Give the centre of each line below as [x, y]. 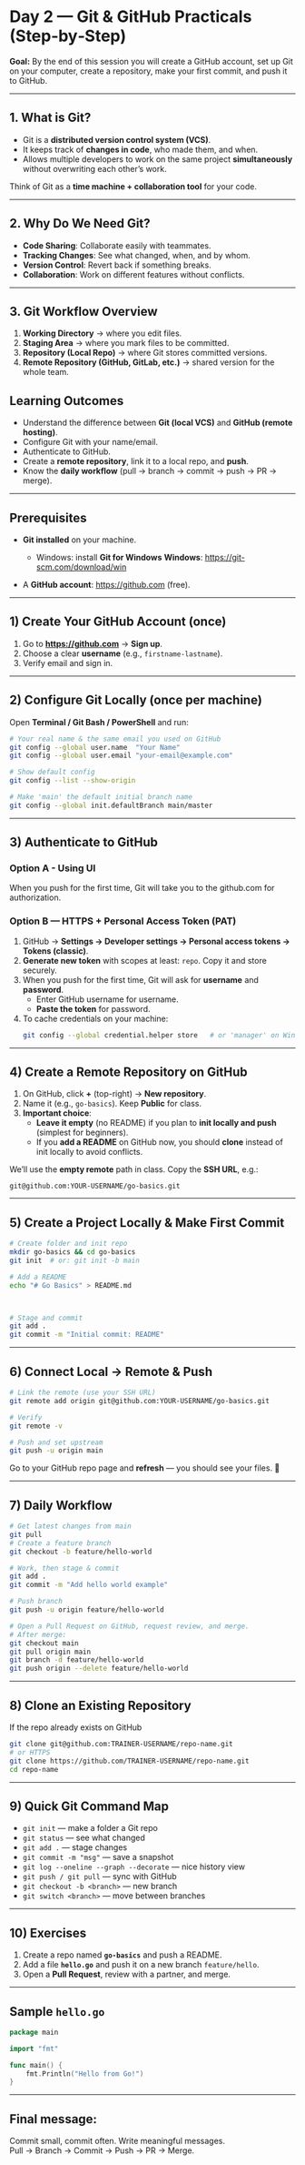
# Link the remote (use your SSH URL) [83, 1393]
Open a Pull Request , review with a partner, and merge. [127, 1974]
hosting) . [40, 432]
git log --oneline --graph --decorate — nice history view [133, 1867]
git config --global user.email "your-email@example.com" [121, 756]
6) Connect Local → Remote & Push [111, 1371]
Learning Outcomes [67, 401]
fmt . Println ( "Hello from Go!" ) [85, 2074]
